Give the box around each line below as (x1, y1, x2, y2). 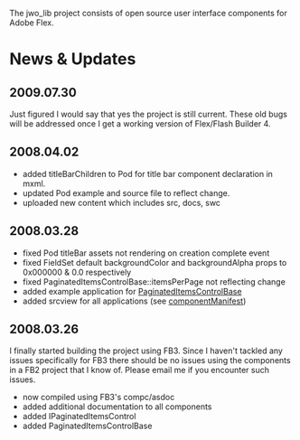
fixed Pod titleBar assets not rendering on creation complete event (22, 248, 270, 258)
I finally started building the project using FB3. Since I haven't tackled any (9, 345, 283, 356)
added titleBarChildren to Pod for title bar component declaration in (22, 168, 274, 179)
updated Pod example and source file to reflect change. (22, 187, 230, 198)
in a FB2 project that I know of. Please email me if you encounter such (9, 365, 269, 376)
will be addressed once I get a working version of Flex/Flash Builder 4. (9, 118, 271, 129)
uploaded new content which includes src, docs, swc (22, 197, 221, 208)
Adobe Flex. (9, 17, 54, 28)
